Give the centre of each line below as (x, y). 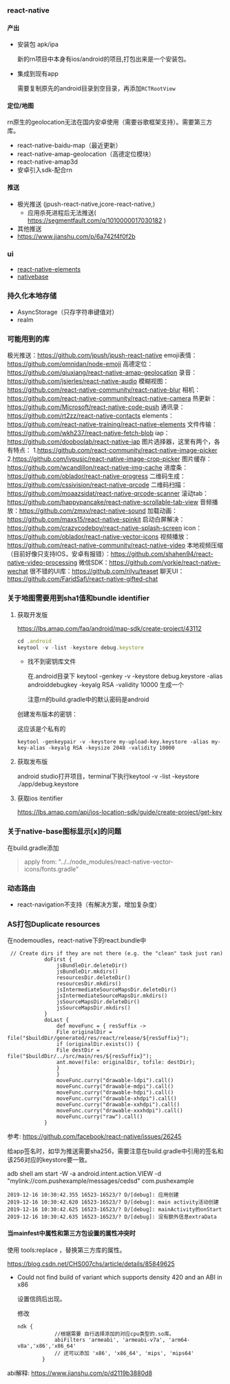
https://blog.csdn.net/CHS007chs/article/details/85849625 (91, 1264)
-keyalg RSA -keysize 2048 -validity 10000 (111, 748)
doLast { (56, 1020)
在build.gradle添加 (33, 848)
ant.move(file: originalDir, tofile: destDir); (126, 1063)
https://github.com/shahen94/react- (162, 554)
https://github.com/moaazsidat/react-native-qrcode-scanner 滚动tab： (108, 493)
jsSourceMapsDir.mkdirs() (93, 1008)
